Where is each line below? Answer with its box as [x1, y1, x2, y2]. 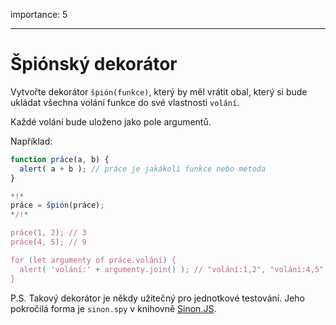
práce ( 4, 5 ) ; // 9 [10, 237, 87, 248]
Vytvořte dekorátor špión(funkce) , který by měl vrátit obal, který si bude [10, 85, 308, 98]
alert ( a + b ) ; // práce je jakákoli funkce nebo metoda [19, 164, 267, 174]
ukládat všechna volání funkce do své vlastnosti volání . [10, 96, 240, 108]
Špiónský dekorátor [10, 53, 178, 76]
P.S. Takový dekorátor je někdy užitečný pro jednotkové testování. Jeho [10, 292, 305, 304]
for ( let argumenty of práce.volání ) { [10, 255, 177, 265]
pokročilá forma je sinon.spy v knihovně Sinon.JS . [10, 302, 217, 314]
